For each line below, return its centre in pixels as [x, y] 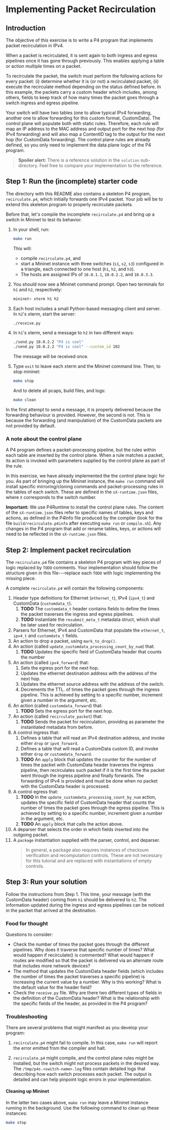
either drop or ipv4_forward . [50, 744]
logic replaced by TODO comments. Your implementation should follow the [82, 568]
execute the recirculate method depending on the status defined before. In [83, 87]
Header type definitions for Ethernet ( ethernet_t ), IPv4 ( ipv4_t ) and [84, 598]
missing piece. [21, 578]
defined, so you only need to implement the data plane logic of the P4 [78, 145]
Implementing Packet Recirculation [81, 9]
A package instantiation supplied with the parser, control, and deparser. [87, 840]
